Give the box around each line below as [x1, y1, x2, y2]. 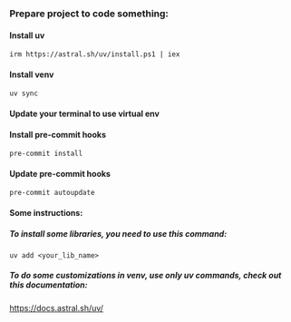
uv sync [9, 89, 39, 98]
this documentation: [9, 279, 88, 290]
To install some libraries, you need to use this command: [9, 228, 228, 239]
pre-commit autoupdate [9, 189, 95, 198]
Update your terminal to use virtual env [9, 108, 160, 119]
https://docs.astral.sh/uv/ [9, 302, 104, 313]
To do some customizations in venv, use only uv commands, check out [9, 270, 282, 281]
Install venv [9, 69, 54, 80]
